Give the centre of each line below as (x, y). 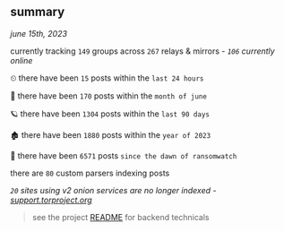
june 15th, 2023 (39, 33)
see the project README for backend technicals (120, 217)
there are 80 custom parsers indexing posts (90, 173)
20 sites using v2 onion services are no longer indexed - (113, 190)
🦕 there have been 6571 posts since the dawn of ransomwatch (124, 155)
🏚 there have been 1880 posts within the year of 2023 (111, 134)
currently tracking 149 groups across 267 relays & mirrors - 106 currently (143, 51)
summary (38, 12)
